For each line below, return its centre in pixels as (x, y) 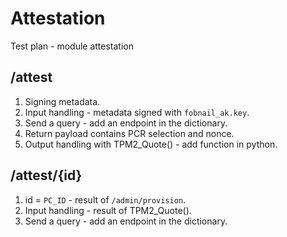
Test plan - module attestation (72, 46)
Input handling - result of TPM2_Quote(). (108, 210)
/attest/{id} (46, 175)
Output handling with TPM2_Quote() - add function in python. (151, 144)
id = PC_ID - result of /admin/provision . (105, 199)
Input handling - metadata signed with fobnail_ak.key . (137, 112)
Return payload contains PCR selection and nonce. (129, 133)
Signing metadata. (62, 101)
